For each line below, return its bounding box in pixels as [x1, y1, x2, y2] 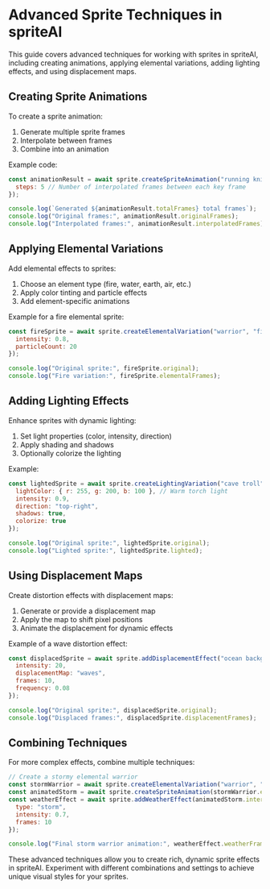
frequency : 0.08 [15, 684, 70, 692]
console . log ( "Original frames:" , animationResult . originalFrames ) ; [8, 212, 239, 221]
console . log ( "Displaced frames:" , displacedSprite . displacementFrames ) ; [8, 713, 257, 722]
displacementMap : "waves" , [15, 669, 106, 678]
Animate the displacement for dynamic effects [19, 623, 174, 633]
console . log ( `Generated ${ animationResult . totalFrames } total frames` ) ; [8, 205, 257, 213]
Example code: [8, 160, 58, 169]
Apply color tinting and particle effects [19, 288, 147, 297]
